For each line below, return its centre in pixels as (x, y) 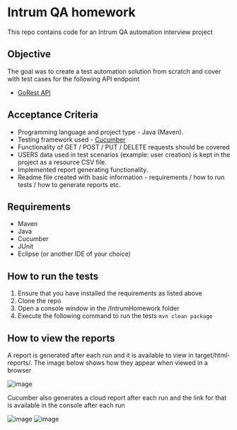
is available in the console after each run (66, 405)
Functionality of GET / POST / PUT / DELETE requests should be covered (123, 147)
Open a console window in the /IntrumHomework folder (98, 308)
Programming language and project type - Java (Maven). (100, 132)
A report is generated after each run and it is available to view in (100, 355)
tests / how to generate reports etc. (69, 184)
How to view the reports (61, 338)
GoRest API (34, 92)
